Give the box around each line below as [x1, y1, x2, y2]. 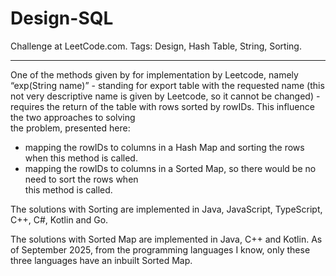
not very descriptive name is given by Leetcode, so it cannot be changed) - [10, 90, 321, 102]
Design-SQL [10, 7, 114, 30]
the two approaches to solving [10, 111, 136, 123]
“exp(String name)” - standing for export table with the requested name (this [10, 79, 325, 91]
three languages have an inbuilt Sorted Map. [10, 254, 193, 266]
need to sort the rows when [24, 173, 139, 185]
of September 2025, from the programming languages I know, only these [10, 243, 311, 256]
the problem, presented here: [10, 122, 131, 134]
